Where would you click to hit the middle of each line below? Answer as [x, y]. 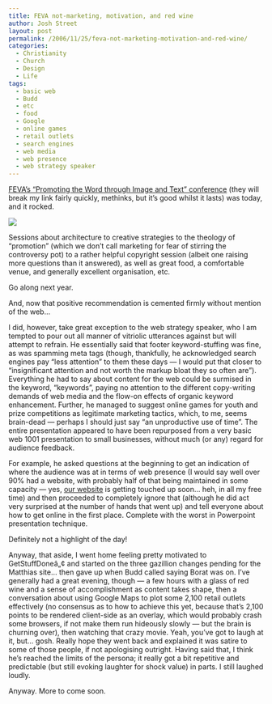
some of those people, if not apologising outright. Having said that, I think [131, 650]
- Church [30, 61]
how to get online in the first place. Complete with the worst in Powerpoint [132, 515]
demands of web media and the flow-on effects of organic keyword [121, 397]
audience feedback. [42, 448]
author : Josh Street [43, 23]
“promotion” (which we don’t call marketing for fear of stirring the [117, 246]
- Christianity [41, 53]
